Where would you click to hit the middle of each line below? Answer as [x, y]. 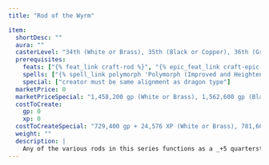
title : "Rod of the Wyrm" [51, 16]
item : [17, 30]
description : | [41, 141]
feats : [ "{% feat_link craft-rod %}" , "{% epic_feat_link [121, 67]
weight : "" [34, 134]
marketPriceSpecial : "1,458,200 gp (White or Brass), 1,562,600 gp [130, 96]
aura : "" [30, 45]
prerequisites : [41, 60]
